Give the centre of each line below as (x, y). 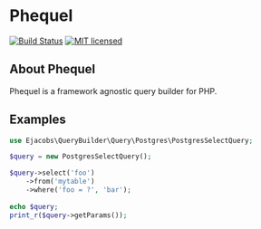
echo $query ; (34, 206)
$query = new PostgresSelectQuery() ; (81, 157)
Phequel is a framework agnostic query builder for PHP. (113, 91)
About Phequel (53, 69)
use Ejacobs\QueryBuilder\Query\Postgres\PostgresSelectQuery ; (131, 140)
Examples (38, 120)
